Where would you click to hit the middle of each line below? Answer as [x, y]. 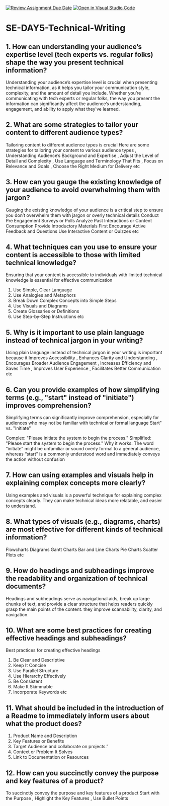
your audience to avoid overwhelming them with [83, 190]
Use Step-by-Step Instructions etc [49, 316]
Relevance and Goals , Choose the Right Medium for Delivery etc [73, 166]
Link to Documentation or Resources [51, 757]
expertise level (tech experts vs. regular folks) [79, 55]
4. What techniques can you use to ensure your [81, 247]
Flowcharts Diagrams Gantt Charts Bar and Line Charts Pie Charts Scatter [82, 549]
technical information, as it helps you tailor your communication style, [78, 88]
